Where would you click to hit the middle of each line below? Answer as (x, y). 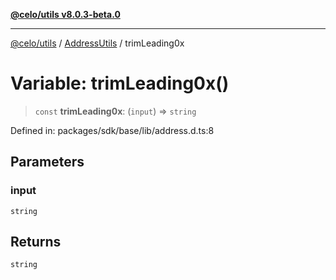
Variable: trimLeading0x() (120, 83)
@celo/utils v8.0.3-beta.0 (65, 14)
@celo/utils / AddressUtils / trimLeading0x (97, 43)
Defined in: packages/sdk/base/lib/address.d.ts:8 (112, 130)
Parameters (47, 162)
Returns (36, 242)
